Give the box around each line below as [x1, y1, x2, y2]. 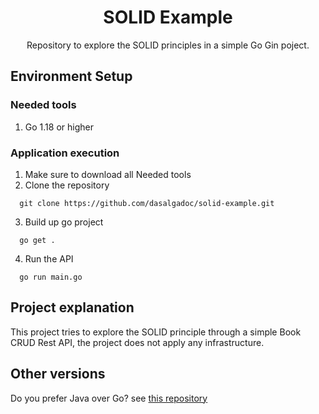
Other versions [10, 366, 106, 383]
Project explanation [10, 299, 135, 316]
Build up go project [24, 216, 104, 228]
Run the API [24, 252, 74, 265]
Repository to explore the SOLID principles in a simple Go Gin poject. [26, 39, 310, 51]
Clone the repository [24, 179, 110, 191]
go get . [19, 235, 56, 245]
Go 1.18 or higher [24, 121, 94, 133]
